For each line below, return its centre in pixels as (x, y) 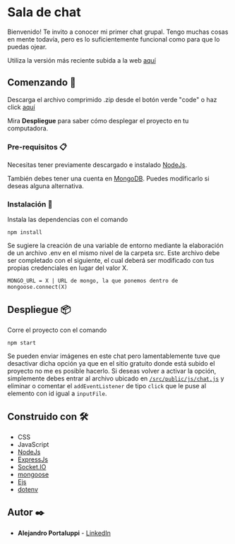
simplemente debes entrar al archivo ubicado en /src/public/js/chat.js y (116, 378)
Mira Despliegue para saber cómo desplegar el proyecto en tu (98, 120)
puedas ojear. (27, 47)
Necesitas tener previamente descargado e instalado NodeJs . (97, 165)
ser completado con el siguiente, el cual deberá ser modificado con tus (111, 261)
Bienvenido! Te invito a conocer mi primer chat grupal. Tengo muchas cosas (118, 32)
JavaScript (33, 444)
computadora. (28, 128)
